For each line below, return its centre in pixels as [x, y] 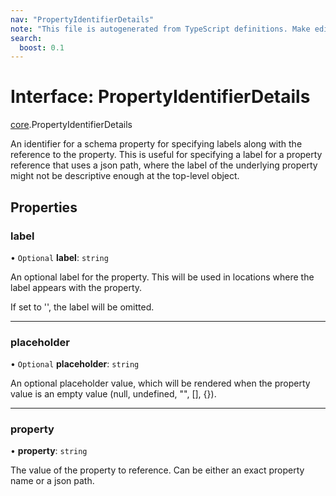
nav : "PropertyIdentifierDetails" [82, 19]
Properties [44, 207]
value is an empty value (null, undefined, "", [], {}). [113, 394]
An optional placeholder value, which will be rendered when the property [160, 383]
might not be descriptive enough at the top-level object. [125, 176]
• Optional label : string [59, 257]
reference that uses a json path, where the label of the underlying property [164, 165]
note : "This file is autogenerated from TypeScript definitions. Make [160, 29]
